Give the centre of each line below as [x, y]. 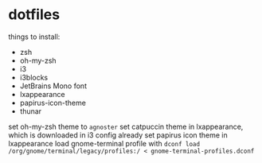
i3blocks [34, 77]
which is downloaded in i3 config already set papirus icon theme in [118, 135]
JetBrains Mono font [53, 86]
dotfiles [34, 15]
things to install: [34, 37]
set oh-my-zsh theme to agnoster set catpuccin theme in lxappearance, [126, 126]
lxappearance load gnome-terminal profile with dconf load [104, 143]
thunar [31, 111]
